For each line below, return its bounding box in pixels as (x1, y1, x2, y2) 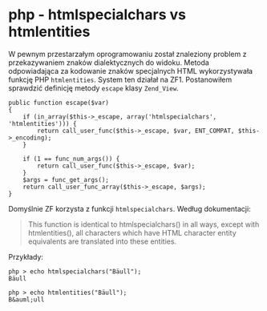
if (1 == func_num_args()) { (22, 155, 120, 163)
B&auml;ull (8, 295, 45, 304)
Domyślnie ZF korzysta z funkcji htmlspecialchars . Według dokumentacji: (8, 204, 251, 213)
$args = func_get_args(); (22, 176, 110, 184)
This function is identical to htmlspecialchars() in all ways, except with (27, 219, 260, 229)
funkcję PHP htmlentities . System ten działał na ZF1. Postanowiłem (8, 75, 233, 84)
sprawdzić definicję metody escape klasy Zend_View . (8, 83, 179, 93)
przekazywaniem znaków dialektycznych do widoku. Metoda (8, 58, 210, 67)
